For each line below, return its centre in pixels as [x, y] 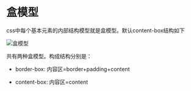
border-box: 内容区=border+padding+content [72, 69]
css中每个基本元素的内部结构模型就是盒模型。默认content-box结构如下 [95, 30]
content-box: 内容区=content [52, 82]
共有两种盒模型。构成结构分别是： [49, 56]
